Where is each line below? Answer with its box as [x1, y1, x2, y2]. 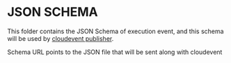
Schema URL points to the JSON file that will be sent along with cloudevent [7, 48, 223, 56]
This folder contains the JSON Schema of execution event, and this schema [7, 27, 224, 35]
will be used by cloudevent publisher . [7, 34, 114, 42]
